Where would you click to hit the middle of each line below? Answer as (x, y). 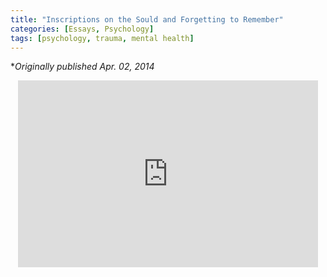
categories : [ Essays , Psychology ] (82, 29)
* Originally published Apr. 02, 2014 (82, 67)
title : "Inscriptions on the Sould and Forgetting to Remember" (147, 19)
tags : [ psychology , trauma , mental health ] (102, 38)
